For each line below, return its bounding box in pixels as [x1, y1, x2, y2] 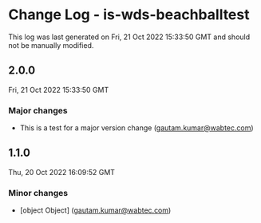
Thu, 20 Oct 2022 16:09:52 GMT [8, 167, 116, 177]
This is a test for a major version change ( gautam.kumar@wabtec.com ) [19, 123, 254, 133]
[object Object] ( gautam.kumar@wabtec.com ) [19, 205, 172, 215]
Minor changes [8, 187, 69, 198]
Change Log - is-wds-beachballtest [8, 6, 250, 24]
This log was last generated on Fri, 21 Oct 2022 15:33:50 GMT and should [8, 32, 251, 42]
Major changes [8, 105, 68, 116]
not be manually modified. [8, 40, 94, 50]
